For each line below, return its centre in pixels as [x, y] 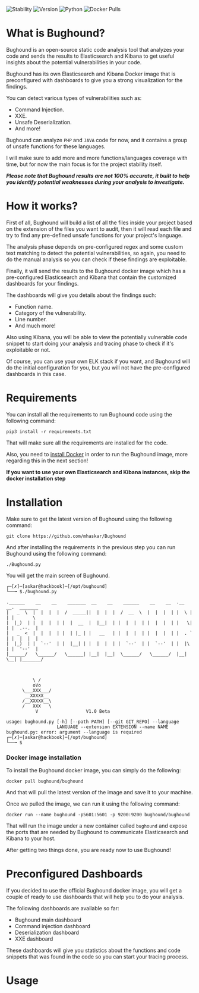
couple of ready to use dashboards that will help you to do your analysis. [95, 897]
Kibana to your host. [31, 838]
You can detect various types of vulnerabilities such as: [74, 98]
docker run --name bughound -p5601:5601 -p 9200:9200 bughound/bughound [98, 815]
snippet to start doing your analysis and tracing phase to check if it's [90, 343]
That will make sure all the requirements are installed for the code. [87, 443]
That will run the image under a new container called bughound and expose [97, 826]
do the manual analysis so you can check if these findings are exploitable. [97, 259]
